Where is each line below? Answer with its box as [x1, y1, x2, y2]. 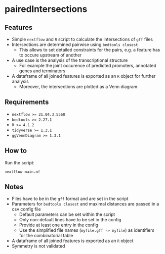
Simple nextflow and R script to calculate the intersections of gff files [11, 36, 153, 42]
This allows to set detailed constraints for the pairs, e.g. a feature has [19, 47, 160, 52]
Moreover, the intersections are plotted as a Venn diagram [19, 84, 138, 90]
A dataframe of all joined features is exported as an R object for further [11, 73, 156, 79]
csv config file [11, 206, 41, 212]
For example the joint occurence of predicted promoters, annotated [19, 63, 157, 68]
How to [4, 147, 27, 155]
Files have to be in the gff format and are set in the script [11, 196, 129, 202]
